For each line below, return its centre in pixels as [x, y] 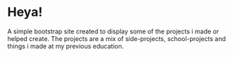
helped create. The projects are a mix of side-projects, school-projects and [116, 38]
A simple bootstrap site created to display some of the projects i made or [113, 31]
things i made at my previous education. [66, 46]
